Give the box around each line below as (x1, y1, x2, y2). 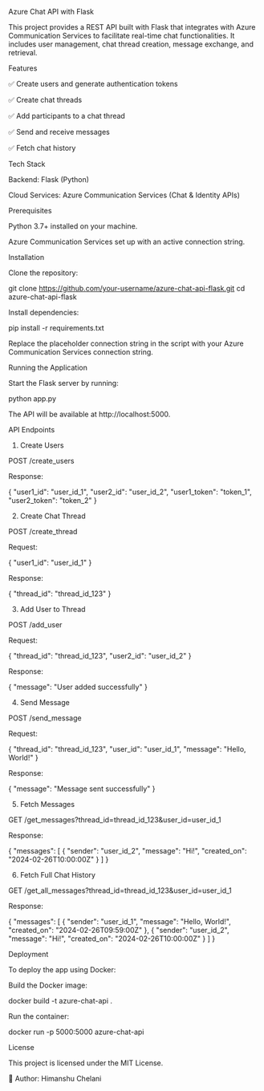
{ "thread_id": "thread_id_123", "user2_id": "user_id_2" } (8, 651, 192, 660)
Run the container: (8, 1012, 70, 1021)
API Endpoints (8, 425, 55, 434)
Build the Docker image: (8, 980, 88, 990)
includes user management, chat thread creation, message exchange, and (8, 39, 254, 49)
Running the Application (8, 363, 88, 372)
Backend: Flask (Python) (8, 175, 90, 184)
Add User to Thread (19, 605, 86, 614)
